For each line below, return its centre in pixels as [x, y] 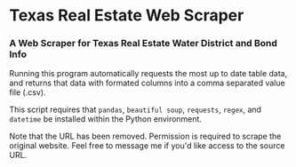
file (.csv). [28, 92]
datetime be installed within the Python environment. [106, 119]
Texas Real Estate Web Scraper [127, 16]
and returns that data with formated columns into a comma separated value [148, 83]
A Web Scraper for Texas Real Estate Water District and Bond [144, 44]
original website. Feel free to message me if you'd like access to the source [147, 146]
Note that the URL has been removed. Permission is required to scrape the [145, 136]
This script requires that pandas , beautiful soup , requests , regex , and [136, 110]
